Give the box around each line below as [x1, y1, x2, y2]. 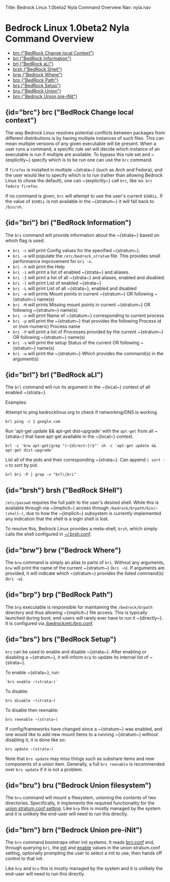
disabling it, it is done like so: [5, 737, 66, 743]
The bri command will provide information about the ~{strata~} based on [5, 232, 160, 238]
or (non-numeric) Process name [12, 323, 81, 329]
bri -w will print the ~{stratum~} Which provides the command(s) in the [12, 350, 164, 356]
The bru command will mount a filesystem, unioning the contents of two [5, 795, 157, 801]
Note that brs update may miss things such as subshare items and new [5, 755, 155, 762]
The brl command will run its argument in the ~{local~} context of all [5, 384, 151, 390]
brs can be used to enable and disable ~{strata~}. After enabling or [5, 648, 147, 655]
